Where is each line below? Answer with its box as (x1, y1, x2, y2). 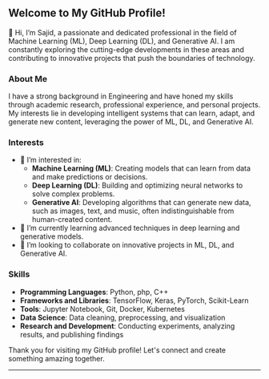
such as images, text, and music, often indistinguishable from (31, 206, 235, 216)
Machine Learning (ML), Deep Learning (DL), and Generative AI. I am (8, 36, 235, 46)
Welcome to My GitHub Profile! (8, 6, 166, 20)
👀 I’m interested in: (19, 155, 82, 165)
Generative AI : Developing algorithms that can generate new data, (31, 198, 251, 208)
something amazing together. (8, 353, 106, 363)
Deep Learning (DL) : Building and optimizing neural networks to (31, 180, 243, 191)
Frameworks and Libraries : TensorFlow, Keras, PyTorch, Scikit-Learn (19, 296, 250, 305)
